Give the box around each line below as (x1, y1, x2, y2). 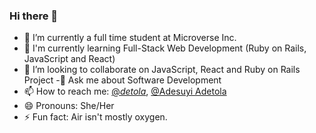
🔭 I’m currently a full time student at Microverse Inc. (23, 32, 237, 44)
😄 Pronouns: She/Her (23, 100, 115, 112)
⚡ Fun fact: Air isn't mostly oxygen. (23, 111, 168, 123)
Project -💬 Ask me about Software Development (23, 74, 222, 86)
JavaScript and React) (23, 53, 116, 65)
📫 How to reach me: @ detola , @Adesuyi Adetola (23, 85, 227, 98)
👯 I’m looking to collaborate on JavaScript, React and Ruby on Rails (23, 64, 301, 76)
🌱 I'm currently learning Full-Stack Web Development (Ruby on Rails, (23, 42, 307, 54)
